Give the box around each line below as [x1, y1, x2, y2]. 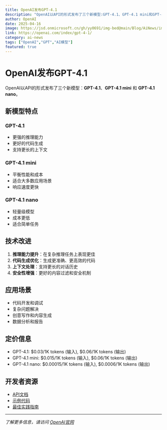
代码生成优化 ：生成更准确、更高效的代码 [12, 257, 95, 263]
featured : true [5, 44, 37, 49]
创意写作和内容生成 [12, 312, 52, 318]
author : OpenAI [5, 16, 37, 21]
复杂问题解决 [12, 306, 39, 312]
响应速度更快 [12, 184, 39, 190]
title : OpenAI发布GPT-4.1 [5, 7, 57, 12]
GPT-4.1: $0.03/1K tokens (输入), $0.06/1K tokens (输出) [12, 349, 126, 355]
